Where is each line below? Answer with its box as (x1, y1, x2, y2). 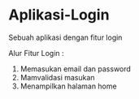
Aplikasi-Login (8, 6, 110, 24)
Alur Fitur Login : (8, 48, 64, 58)
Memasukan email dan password (20, 63, 132, 74)
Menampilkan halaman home (20, 81, 117, 91)
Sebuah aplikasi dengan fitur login (8, 32, 123, 42)
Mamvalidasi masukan (20, 72, 95, 82)
